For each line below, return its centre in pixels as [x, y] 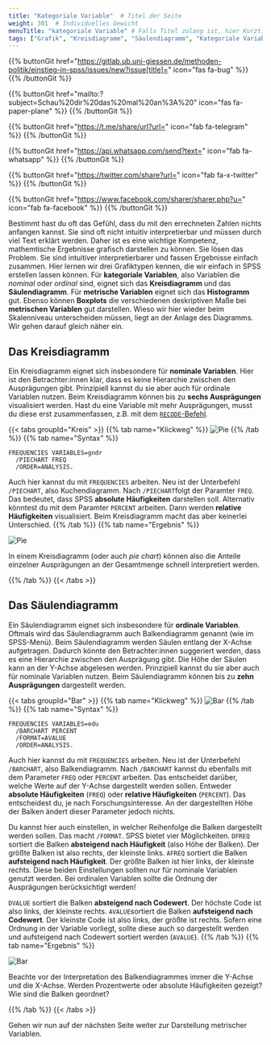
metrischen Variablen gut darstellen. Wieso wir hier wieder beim [116, 309]
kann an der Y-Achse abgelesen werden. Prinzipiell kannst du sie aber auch [134, 668]
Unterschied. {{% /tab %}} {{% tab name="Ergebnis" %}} [104, 525]
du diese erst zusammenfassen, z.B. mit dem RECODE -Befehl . [108, 414]
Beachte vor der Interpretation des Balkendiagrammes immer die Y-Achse [131, 976]
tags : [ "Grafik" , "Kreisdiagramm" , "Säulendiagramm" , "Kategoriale [124, 38]
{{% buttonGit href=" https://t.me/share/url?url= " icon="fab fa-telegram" [128, 127]
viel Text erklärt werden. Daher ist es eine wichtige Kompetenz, [113, 241]
